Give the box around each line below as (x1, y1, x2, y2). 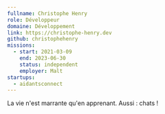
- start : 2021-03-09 (13, 49, 72, 56)
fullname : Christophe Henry (7, 10, 88, 17)
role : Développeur (7, 16, 60, 23)
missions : (7, 42, 36, 49)
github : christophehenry (7, 36, 78, 43)
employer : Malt (19, 67, 63, 74)
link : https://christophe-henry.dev (7, 29, 112, 36)
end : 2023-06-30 (19, 55, 67, 62)
